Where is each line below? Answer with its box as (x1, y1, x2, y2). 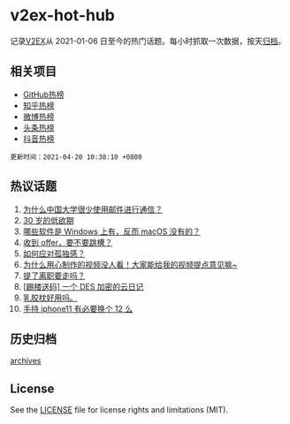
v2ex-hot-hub (10, 5, 116, 26)
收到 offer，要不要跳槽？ (22, 237, 113, 247)
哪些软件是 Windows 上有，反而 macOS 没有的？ (22, 226, 202, 237)
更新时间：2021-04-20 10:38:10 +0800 (10, 152, 142, 162)
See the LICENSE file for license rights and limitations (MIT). (10, 405, 229, 415)
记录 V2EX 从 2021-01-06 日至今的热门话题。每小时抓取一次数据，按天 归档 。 (10, 35, 286, 46)
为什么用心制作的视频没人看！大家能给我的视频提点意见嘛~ (22, 259, 238, 269)
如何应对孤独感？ (22, 248, 86, 259)
